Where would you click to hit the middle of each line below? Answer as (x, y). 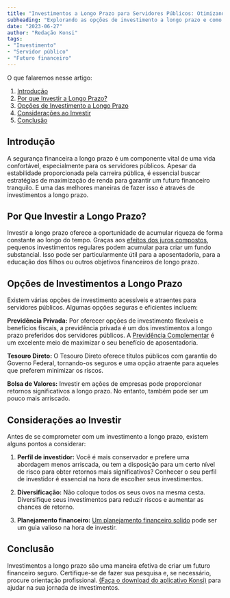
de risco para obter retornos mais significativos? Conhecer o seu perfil (117, 472)
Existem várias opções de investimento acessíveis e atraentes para (102, 300)
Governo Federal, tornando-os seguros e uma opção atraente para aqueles (113, 363)
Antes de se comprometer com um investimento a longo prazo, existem (108, 436)
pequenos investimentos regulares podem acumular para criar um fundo (109, 247)
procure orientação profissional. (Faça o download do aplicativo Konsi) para (114, 580)
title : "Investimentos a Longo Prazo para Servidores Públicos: (101, 13)
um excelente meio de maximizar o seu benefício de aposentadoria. (103, 343)
